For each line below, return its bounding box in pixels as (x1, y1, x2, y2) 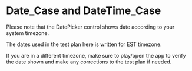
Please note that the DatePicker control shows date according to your (6, 23, 175, 30)
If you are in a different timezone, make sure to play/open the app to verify (6, 52, 187, 59)
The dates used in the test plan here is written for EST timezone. (6, 41, 162, 48)
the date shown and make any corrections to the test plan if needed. (6, 58, 172, 65)
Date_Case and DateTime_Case (6, 4, 161, 17)
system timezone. (6, 29, 49, 36)
